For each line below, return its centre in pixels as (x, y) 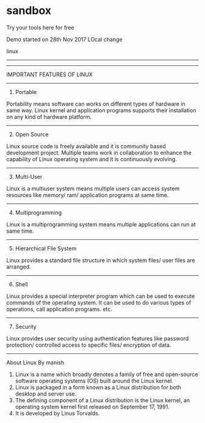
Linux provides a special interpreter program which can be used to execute (101, 296)
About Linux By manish (35, 362)
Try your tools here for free (40, 27)
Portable (26, 92)
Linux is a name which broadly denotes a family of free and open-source (106, 374)
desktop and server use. (46, 394)
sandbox (29, 11)
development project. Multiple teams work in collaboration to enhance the (99, 153)
